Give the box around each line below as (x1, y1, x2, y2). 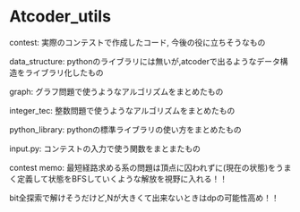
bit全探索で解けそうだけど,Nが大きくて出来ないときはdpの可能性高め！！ (9, 192, 279, 203)
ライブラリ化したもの (24, 67, 104, 78)
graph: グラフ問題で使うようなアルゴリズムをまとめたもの (9, 86, 224, 97)
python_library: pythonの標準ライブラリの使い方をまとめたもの (9, 123, 242, 135)
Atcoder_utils (9, 6, 112, 27)
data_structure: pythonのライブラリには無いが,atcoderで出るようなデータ (9, 55, 280, 66)
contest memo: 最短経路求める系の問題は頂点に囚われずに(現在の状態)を (9, 162, 276, 173)
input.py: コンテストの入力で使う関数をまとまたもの (9, 143, 201, 154)
